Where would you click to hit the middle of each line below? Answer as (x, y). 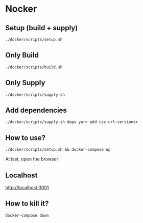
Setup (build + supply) (42, 28)
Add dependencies (36, 110)
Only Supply (25, 83)
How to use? (26, 138)
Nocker (21, 9)
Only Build (22, 55)
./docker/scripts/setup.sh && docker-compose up (58, 150)
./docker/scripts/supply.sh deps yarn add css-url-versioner (72, 122)
